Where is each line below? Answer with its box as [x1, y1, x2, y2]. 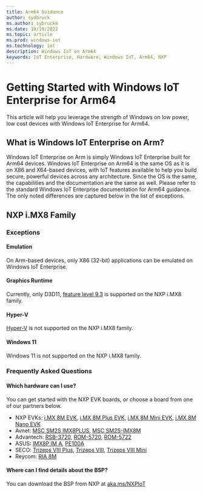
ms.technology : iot [6, 43, 56, 49]
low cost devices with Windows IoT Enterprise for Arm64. [6, 120, 150, 127]
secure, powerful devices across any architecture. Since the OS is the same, [6, 173, 197, 180]
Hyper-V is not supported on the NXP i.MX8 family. [6, 325, 133, 332]
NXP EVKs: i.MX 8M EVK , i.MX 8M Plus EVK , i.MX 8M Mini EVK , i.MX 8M [15, 414, 196, 421]
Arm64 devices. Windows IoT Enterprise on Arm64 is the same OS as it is [6, 160, 190, 167]
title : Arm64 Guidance [6, 9, 64, 15]
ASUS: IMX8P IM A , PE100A [15, 440, 85, 447]
